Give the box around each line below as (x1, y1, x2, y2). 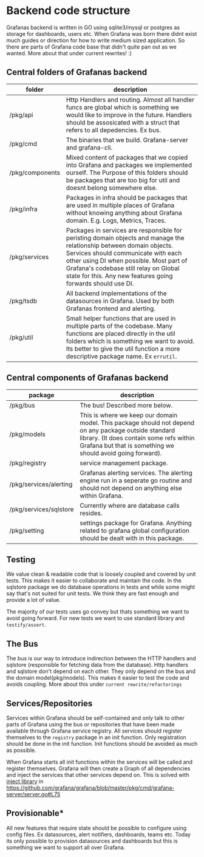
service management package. (80, 459, 168, 467)
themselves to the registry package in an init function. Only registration (6, 734, 186, 741)
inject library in (6, 778, 44, 785)
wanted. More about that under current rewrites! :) (6, 49, 132, 56)
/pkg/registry (9, 459, 47, 467)
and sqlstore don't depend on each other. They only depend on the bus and (6, 668, 195, 675)
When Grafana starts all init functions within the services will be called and (6, 759, 193, 765)
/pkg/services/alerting (9, 480, 73, 488)
